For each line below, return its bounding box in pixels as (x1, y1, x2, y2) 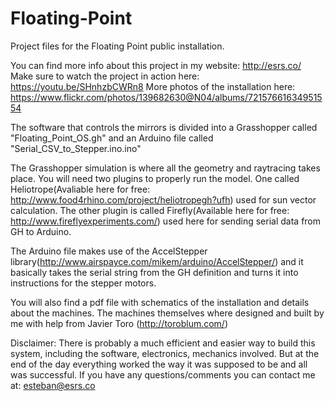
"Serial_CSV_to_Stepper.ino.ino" (10, 142, 142, 154)
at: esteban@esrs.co (10, 379, 96, 391)
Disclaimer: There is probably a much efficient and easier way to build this (10, 337, 316, 349)
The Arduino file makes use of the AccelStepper (10, 245, 208, 257)
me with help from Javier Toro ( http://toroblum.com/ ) (10, 317, 229, 329)
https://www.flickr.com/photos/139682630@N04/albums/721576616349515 (10, 91, 323, 103)
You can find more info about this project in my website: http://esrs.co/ (10, 59, 302, 71)
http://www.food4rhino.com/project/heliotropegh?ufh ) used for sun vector (10, 193, 317, 206)
